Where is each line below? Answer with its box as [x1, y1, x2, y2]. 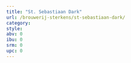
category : [6, 20, 31, 26]
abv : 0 [6, 31, 23, 37]
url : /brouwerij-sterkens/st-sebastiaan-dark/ [6, 14, 126, 20]
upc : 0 [6, 48, 23, 54]
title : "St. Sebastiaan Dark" [6, 8, 83, 15]
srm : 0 [6, 43, 23, 49]
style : [6, 25, 23, 32]
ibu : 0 [6, 37, 23, 43]
